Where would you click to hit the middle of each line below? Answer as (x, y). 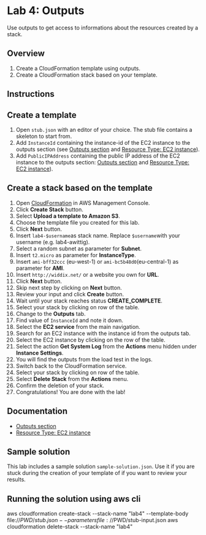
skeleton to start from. (44, 136)
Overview (26, 54)
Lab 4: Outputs (46, 11)
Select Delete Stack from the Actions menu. (72, 379)
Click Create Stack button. (49, 209)
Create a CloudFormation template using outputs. (78, 68)
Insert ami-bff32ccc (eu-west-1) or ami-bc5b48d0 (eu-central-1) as (97, 261)
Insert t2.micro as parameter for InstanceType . (76, 255)
